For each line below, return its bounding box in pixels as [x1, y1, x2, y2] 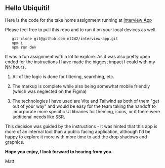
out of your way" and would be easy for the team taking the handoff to [12, 103, 156, 109]
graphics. [5, 139, 25, 145]
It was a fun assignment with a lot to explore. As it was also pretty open [5, 53, 151, 59]
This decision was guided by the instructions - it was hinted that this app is [5, 123, 158, 129]
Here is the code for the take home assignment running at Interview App [5, 17, 152, 23]
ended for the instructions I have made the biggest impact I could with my [5, 59, 156, 65]
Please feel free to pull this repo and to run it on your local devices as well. [5, 27, 157, 33]
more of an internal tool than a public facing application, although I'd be [5, 128, 151, 134]
